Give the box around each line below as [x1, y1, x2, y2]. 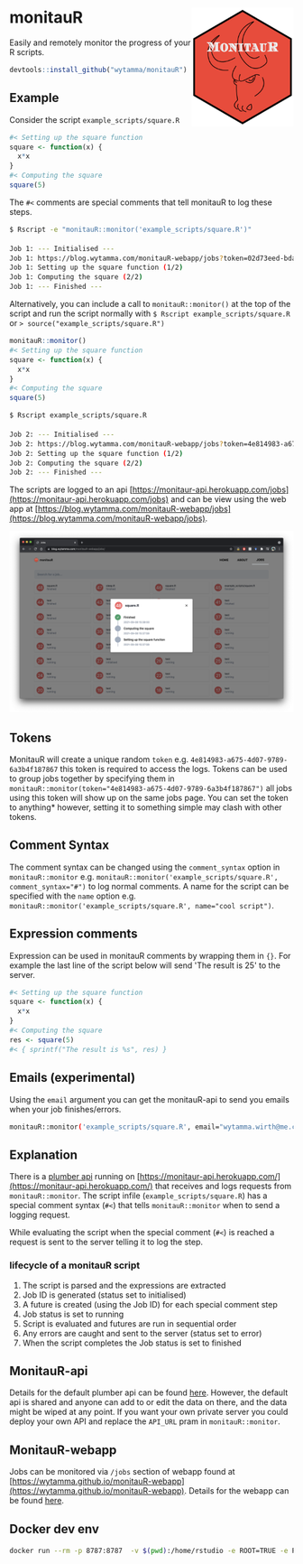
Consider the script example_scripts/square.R [9, 114, 180, 125]
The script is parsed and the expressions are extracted [22, 1280, 226, 1290]
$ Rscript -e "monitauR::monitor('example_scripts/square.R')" [9, 225, 252, 234]
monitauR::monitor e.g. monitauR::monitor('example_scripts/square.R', [9, 870, 279, 882]
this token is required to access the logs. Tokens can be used [60, 763, 288, 774]
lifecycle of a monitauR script [9, 1259, 141, 1271]
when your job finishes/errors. [9, 1103, 122, 1114]
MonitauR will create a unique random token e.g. [9, 753, 189, 765]
